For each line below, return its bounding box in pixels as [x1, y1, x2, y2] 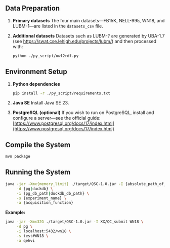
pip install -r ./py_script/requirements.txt [12, 91, 110, 96]
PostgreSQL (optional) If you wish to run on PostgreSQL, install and [12, 110, 154, 116]
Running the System [5, 168, 71, 176]
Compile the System [5, 140, 71, 149]
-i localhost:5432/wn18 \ [16, 229, 71, 234]
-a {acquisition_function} [16, 200, 73, 205]
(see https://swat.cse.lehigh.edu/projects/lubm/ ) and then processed [12, 38, 157, 44]
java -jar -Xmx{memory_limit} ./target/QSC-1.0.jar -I [5, 181, 123, 187]
